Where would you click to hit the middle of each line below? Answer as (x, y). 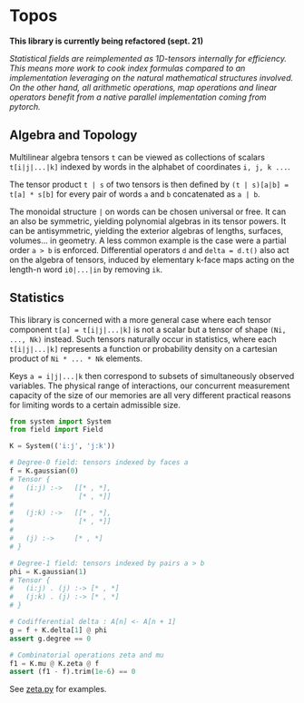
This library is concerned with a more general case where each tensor (141, 319)
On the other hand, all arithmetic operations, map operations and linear (143, 87)
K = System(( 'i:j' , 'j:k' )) (63, 446)
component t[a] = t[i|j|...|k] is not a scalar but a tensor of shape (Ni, (148, 329)
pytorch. (25, 106)
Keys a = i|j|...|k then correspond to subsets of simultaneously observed (152, 376)
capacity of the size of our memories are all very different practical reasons (151, 395)
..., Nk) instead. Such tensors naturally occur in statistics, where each (143, 339)
